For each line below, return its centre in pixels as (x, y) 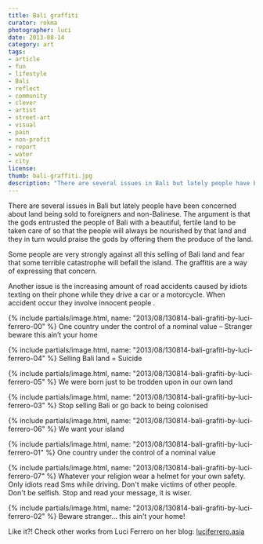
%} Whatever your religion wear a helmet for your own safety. (146, 476)
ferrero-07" (27, 476)
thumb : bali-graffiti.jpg (50, 176)
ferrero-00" (27, 326)
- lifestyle (27, 74)
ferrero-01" (26, 452)
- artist (22, 111)
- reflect (24, 88)
